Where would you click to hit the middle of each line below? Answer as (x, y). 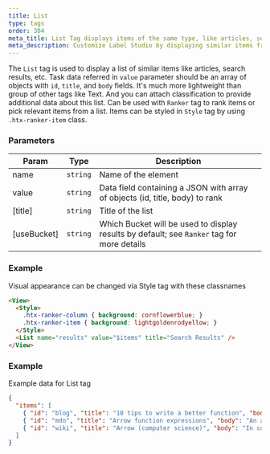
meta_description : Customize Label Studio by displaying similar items (131, 46)
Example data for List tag (49, 383)
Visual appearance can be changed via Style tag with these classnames (127, 285)
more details (123, 244)
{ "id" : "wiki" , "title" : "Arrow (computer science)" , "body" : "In (138, 428)
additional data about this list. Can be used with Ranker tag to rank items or (132, 103)
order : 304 (27, 31)
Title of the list (126, 211)
